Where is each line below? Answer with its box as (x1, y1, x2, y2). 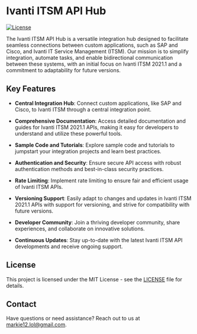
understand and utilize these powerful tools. (14, 130, 122, 137)
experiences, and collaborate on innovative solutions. (14, 225, 145, 232)
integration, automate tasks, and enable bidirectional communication (6, 54, 173, 61)
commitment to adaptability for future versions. (6, 66, 121, 73)
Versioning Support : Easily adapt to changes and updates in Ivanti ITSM (14, 194, 192, 202)
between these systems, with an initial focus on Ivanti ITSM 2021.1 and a (6, 60, 182, 68)
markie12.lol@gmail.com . (6, 321, 67, 328)
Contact (6, 299, 37, 309)
